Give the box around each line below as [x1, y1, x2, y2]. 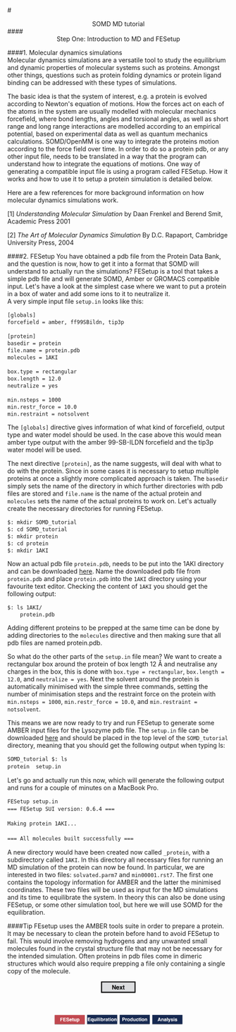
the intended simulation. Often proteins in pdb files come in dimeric [7, 952, 202, 960]
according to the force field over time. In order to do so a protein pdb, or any [7, 145, 229, 153]
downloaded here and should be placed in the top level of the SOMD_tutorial [7, 734, 228, 741]
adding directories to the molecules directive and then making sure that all [7, 631, 221, 639]
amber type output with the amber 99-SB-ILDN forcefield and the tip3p [7, 438, 213, 446]
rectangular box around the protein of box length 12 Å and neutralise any [7, 660, 218, 668]
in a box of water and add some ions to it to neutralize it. [7, 290, 170, 298]
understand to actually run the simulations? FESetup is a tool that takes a [7, 267, 218, 275]
